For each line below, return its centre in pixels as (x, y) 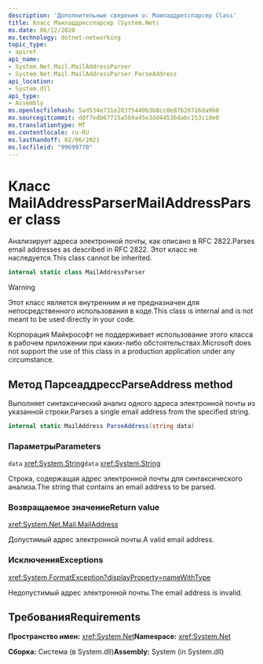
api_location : (31, 81)
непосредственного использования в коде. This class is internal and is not (131, 311)
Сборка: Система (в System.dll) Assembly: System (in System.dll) (116, 651)
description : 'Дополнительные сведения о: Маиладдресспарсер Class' (122, 15)
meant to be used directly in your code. (72, 319)
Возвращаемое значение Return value (84, 507)
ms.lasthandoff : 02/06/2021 (54, 140)
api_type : (24, 96)
